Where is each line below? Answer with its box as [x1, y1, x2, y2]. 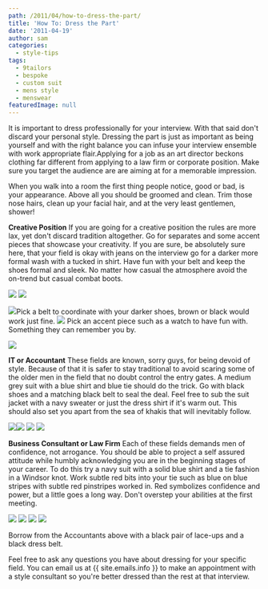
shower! [8, 207, 35, 217]
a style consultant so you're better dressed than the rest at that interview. [8, 571, 250, 582]
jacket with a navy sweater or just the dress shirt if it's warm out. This [8, 398, 238, 408]
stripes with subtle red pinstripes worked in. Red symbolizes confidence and [8, 481, 261, 491]
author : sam [8, 34, 48, 43]
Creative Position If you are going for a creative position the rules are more [8, 222, 257, 233]
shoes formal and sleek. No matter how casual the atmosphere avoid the [8, 266, 248, 275]
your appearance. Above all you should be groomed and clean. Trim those [8, 190, 253, 200]
